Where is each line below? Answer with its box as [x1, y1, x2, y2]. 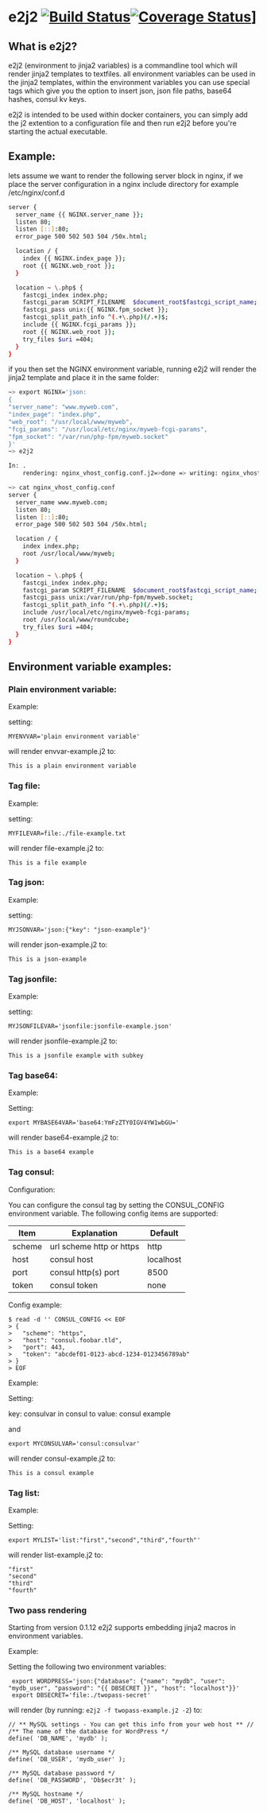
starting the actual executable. [8, 127, 108, 136]
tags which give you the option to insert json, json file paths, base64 [8, 86, 232, 95]
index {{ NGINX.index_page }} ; [22, 254, 126, 262]
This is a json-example [8, 955, 87, 963]
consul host [49, 1253, 94, 1264]
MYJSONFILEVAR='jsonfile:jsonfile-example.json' [8, 1023, 172, 1031]
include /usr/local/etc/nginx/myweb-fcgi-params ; [22, 608, 191, 616]
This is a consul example [8, 1469, 94, 1477]
